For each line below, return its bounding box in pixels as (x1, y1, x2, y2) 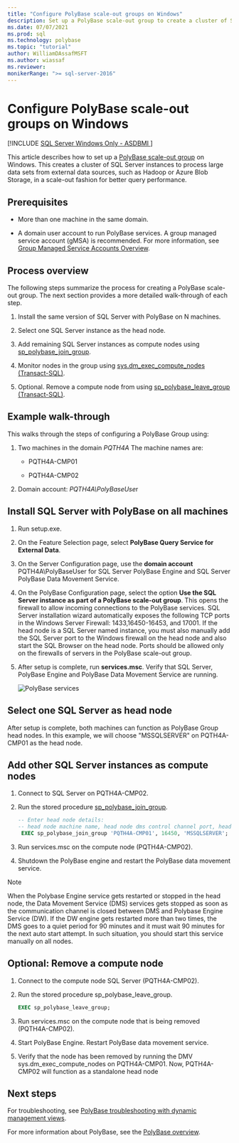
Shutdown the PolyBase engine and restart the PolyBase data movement (17, 856, 231, 865)
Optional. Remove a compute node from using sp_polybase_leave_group (17, 383, 230, 391)
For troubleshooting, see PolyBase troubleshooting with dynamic (7, 1107, 197, 1115)
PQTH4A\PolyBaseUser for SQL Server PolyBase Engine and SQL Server (17, 567, 231, 575)
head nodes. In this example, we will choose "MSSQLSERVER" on (7, 730, 199, 740)
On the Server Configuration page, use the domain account (17, 559, 193, 568)
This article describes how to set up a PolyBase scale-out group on (7, 153, 205, 161)
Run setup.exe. (17, 524, 62, 533)
